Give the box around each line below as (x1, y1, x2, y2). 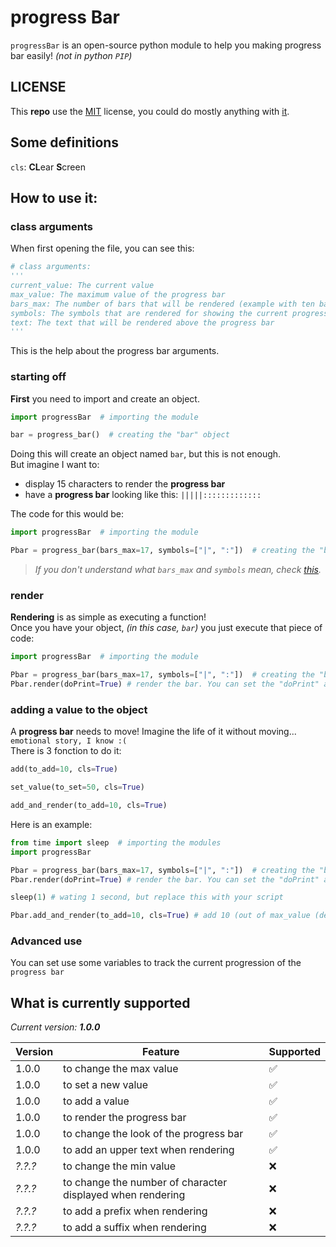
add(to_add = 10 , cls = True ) (10, 764, 118, 775)
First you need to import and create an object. (10, 392, 200, 405)
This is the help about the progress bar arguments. (10, 345, 220, 357)
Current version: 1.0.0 (10, 1021, 101, 1033)
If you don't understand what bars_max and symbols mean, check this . (34, 564, 322, 576)
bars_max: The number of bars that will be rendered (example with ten (10, 299, 315, 309)
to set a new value (63, 1078, 149, 1092)
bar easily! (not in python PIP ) (10, 49, 133, 61)
